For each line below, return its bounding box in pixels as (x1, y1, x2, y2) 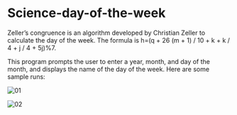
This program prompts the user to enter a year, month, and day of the (7, 57, 211, 65)
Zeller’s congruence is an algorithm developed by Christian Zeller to (7, 28, 206, 37)
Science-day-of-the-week (7, 5, 166, 21)
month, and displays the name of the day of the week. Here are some (7, 65, 210, 73)
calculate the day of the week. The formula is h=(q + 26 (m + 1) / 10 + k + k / (7, 35, 231, 44)
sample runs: (7, 72, 45, 81)
